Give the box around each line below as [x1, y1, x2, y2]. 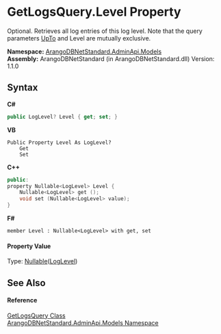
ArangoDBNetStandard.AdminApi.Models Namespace [7, 318, 159, 326]
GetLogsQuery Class [7, 311, 66, 320]
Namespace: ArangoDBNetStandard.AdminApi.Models [7, 47, 162, 56]
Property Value [7, 241, 51, 250]
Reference [7, 296, 38, 305]
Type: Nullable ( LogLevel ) [7, 257, 78, 265]
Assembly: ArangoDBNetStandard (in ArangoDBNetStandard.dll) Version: [7, 54, 215, 62]
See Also [7, 277, 46, 289]
